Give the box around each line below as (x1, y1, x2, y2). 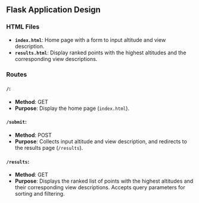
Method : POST (14, 131, 52, 139)
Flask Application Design (6, 5, 101, 15)
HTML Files (6, 23, 40, 31)
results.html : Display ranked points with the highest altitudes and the (14, 49, 186, 56)
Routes (6, 70, 27, 78)
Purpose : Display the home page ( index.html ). (14, 104, 130, 112)
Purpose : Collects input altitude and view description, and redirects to (14, 138, 188, 145)
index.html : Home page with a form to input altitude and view (14, 36, 166, 44)
